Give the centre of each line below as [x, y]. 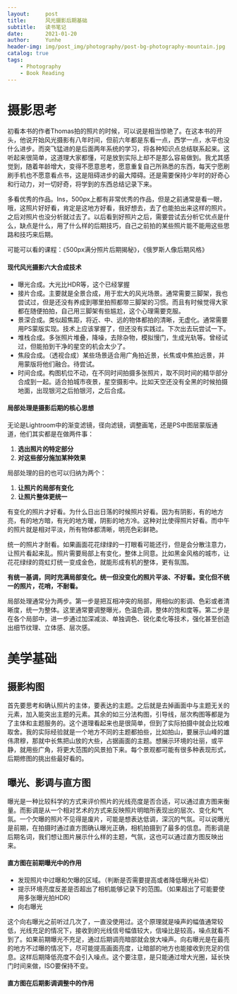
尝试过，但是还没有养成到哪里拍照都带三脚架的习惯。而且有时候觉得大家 [122, 302]
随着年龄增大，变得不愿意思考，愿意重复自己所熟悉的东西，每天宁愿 [124, 166]
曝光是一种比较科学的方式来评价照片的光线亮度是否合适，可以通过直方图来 [115, 801]
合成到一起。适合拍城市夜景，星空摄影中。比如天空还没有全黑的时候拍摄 [122, 381]
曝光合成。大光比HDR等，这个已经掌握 [74, 284]
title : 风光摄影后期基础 [48, 21]
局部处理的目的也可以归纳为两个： [57, 473]
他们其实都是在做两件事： [56, 434]
